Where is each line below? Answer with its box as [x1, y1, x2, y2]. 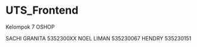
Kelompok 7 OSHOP [5, 23, 55, 30]
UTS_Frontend [5, 4, 79, 17]
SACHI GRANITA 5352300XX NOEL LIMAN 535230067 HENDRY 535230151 [5, 35, 192, 42]
